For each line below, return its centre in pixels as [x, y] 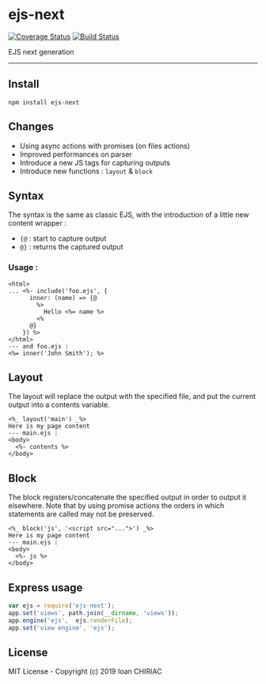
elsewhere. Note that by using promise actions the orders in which [116, 506]
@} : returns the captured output [71, 247]
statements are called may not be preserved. [81, 514]
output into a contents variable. [59, 405]
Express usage [46, 587]
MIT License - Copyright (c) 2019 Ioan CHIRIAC [85, 671]
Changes [31, 127]
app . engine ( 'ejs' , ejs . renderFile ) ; [70, 620]
